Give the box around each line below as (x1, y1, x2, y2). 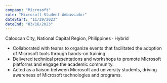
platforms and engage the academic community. (12, 61, 114, 67)
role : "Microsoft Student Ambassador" (5, 12, 87, 17)
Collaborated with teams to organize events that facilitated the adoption (12, 45, 162, 51)
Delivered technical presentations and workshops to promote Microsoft (12, 56, 161, 62)
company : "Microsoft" (5, 7, 51, 13)
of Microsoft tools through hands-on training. (12, 51, 107, 57)
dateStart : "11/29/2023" (5, 17, 58, 22)
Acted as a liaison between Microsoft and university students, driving (12, 67, 157, 73)
